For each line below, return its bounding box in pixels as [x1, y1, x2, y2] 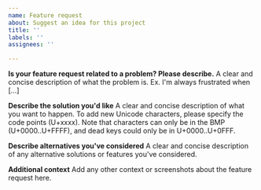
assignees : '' [8, 41, 55, 49]
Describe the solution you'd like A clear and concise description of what [8, 101, 245, 111]
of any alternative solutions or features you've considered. [8, 150, 198, 159]
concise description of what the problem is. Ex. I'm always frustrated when [8, 78, 251, 87]
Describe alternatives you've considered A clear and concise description [8, 141, 249, 151]
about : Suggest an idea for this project [8, 19, 146, 27]
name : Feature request [8, 11, 83, 20]
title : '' [8, 26, 41, 34]
